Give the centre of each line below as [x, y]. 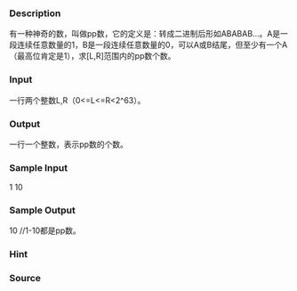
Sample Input [39, 167]
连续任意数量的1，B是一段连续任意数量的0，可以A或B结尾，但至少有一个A [152, 45]
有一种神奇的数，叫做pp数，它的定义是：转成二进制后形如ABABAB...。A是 [145, 34]
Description [35, 13]
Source [25, 279]
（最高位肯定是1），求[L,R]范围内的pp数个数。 [92, 56]
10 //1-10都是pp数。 [45, 230]
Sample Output [42, 210]
